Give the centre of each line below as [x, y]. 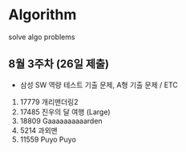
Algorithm [42, 15]
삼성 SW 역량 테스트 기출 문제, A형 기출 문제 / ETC [99, 85]
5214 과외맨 [38, 130]
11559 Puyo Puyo [48, 139]
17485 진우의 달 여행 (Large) [65, 112]
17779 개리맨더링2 [49, 102]
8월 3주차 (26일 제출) [59, 64]
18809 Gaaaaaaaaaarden [61, 121]
